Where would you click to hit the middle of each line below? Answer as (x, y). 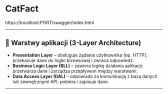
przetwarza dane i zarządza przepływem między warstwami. (75, 71)
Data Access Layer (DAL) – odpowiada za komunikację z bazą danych (85, 76)
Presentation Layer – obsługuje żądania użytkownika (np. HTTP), (80, 55)
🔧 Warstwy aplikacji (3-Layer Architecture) (73, 43)
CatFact (22, 9)
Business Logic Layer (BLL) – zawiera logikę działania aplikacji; (78, 65)
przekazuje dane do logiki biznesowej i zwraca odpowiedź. (73, 60)
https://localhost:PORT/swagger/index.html (49, 22)
